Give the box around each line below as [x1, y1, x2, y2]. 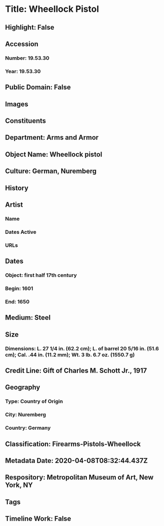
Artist [5, 200, 23, 209]
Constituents [5, 116, 46, 125]
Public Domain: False [5, 83, 71, 92]
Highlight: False [5, 23, 55, 32]
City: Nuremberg [5, 411, 46, 418]
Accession [5, 39, 38, 48]
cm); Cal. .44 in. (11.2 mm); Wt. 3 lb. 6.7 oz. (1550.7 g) [5, 351, 135, 358]
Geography [5, 383, 40, 392]
